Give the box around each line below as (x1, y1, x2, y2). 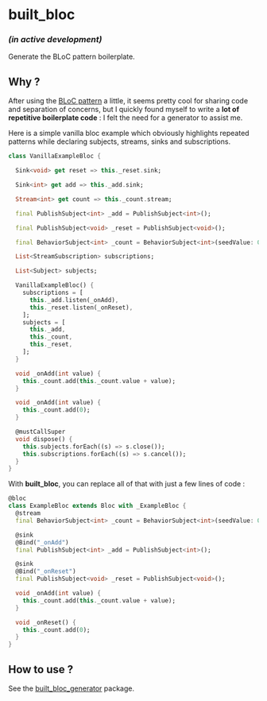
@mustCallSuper (15, 428, 66, 436)
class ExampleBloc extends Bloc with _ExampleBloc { (8, 502, 187, 510)
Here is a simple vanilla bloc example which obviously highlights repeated (8, 129, 250, 138)
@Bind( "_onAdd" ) (15, 538, 69, 546)
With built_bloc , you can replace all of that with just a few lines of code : (8, 479, 246, 489)
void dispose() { (15, 435, 73, 443)
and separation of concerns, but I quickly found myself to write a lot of (8, 105, 240, 114)
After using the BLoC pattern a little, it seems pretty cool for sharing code (8, 96, 249, 106)
